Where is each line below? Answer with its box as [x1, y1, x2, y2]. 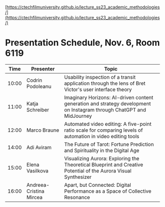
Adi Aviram [26, 144, 52, 151]
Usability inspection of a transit [64, 73, 136, 80]
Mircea [26, 194, 43, 201]
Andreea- [26, 181, 50, 188]
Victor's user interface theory [64, 86, 132, 93]
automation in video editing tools [64, 133, 139, 139]
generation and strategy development [64, 100, 151, 107]
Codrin [26, 76, 43, 83]
